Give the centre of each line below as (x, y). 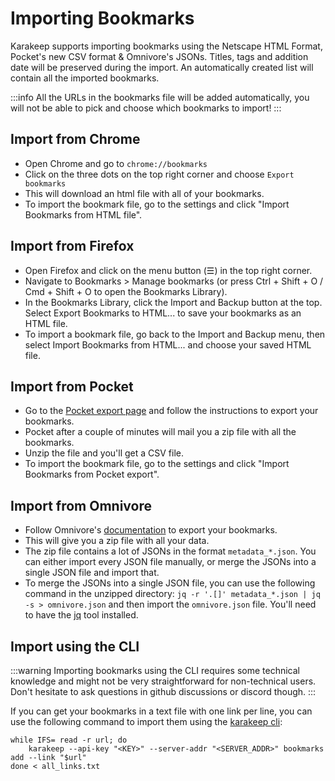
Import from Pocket (72, 386)
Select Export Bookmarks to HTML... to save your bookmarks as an (163, 313)
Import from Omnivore (81, 505)
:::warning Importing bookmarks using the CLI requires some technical (155, 670)
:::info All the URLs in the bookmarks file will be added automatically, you (160, 97)
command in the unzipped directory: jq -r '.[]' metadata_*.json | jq (172, 594)
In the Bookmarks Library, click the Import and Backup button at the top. (173, 302)
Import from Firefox (72, 246)
